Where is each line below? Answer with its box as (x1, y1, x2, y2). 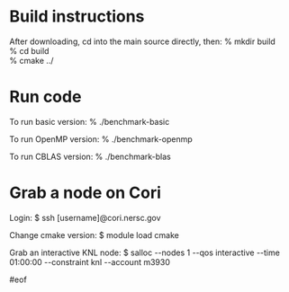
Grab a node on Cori (9, 182, 162, 203)
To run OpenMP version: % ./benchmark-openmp (9, 133, 194, 145)
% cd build (9, 45, 50, 56)
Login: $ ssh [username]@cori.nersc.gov (9, 212, 161, 223)
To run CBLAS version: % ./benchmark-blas (9, 151, 171, 162)
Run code (9, 87, 82, 107)
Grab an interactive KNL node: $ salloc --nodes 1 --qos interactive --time (9, 247, 281, 258)
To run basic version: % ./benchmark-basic (9, 116, 170, 127)
